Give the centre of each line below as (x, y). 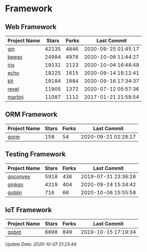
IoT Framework (29, 210)
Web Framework (31, 27)
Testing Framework (35, 154)
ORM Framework (31, 115)
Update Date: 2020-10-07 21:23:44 (41, 244)
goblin (15, 192)
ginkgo (15, 184)
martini (15, 97)
